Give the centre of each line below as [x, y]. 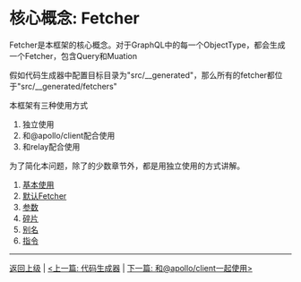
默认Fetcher [44, 196]
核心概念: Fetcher [75, 18]
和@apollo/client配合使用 [69, 135]
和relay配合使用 [51, 146]
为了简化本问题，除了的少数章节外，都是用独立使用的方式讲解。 [127, 166]
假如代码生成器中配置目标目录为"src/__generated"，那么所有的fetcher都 [142, 75]
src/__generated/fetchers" [69, 86]
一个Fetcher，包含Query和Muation [73, 56]
